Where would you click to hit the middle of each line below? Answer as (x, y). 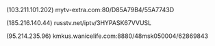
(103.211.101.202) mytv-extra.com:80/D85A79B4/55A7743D (90, 10)
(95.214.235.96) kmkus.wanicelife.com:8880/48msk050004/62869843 (107, 36)
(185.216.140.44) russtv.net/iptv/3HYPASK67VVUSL (79, 23)
